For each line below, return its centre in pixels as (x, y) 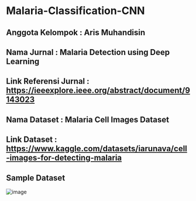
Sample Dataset (36, 178)
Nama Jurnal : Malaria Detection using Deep (88, 52)
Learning (23, 61)
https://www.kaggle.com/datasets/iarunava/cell (97, 149)
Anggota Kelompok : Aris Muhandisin (76, 33)
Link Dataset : (32, 140)
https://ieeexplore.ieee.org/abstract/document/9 (98, 91)
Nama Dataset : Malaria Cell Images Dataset (88, 119)
